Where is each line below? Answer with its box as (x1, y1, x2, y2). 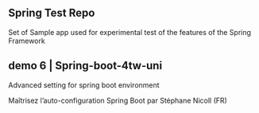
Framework (8, 36, 45, 45)
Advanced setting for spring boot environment (8, 80, 160, 90)
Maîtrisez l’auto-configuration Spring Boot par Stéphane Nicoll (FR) (8, 95, 228, 105)
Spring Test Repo (8, 6, 95, 20)
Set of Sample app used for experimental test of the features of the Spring (8, 27, 252, 37)
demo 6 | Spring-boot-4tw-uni (8, 59, 163, 72)
